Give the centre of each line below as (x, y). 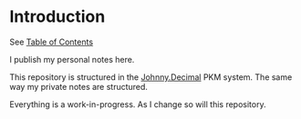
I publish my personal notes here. (72, 59)
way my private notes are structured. (79, 86)
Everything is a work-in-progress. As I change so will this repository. (138, 104)
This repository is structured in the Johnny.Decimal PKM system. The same (151, 77)
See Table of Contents (52, 42)
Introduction (57, 17)
